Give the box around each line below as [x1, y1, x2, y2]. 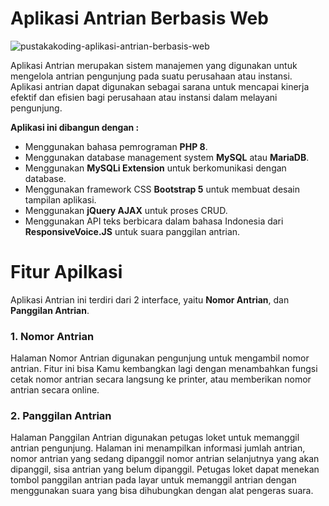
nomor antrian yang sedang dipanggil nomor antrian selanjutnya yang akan [10, 453, 320, 465]
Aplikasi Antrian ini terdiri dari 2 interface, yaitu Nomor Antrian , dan [10, 293, 290, 306]
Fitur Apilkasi [10, 261, 123, 284]
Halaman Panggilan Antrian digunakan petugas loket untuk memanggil [10, 432, 300, 444]
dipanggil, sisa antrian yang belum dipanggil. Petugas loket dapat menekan [10, 463, 320, 476]
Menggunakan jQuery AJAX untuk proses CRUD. [24, 204, 228, 216]
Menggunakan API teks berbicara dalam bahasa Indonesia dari [24, 215, 284, 227]
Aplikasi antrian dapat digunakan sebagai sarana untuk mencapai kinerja [10, 80, 310, 92]
